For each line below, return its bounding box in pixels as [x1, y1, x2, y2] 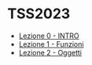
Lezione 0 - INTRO [18, 31, 79, 40]
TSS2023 [7, 5, 71, 23]
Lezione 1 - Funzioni [18, 39, 84, 48]
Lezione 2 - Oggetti [18, 48, 82, 57]
